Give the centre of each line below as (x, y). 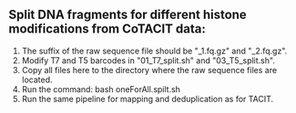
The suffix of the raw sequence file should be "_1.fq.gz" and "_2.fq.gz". (154, 51)
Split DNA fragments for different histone (128, 15)
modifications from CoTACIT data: (107, 29)
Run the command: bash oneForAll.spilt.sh (101, 89)
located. (37, 80)
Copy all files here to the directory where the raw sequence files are (149, 70)
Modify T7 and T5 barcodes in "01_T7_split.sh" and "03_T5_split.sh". (148, 60)
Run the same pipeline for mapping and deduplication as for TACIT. (148, 99)
